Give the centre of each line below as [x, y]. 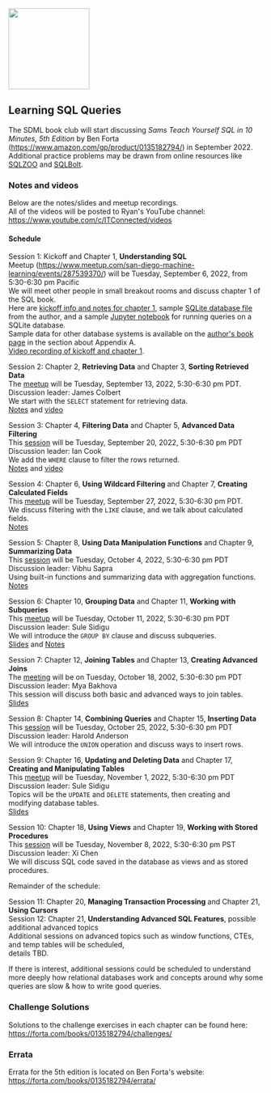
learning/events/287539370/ [56, 273]
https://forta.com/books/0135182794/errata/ [82, 1080]
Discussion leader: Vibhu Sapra [61, 569]
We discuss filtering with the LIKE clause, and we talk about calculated [126, 510]
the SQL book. [32, 299]
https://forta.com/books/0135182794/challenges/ [90, 1033]
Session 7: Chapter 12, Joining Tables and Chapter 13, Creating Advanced [133, 660]
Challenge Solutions [49, 1007]
